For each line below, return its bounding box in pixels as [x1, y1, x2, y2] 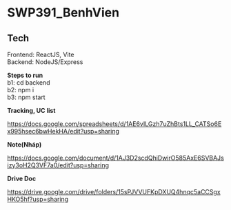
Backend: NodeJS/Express [7, 58, 83, 66]
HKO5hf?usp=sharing [7, 195, 69, 203]
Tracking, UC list [7, 107, 56, 114]
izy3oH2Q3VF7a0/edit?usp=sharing [7, 161, 109, 169]
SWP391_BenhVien [7, 5, 119, 21]
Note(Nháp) [7, 140, 42, 149]
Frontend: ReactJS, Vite [7, 50, 74, 59]
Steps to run [7, 71, 43, 79]
